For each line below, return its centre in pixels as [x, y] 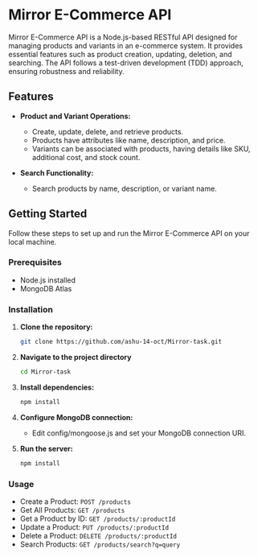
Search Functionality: [57, 173]
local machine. [33, 241]
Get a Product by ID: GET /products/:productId [98, 518]
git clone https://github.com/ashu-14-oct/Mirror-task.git [121, 342]
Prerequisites [35, 262]
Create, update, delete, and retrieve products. [107, 131]
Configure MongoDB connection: [76, 417]
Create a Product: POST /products [75, 501]
